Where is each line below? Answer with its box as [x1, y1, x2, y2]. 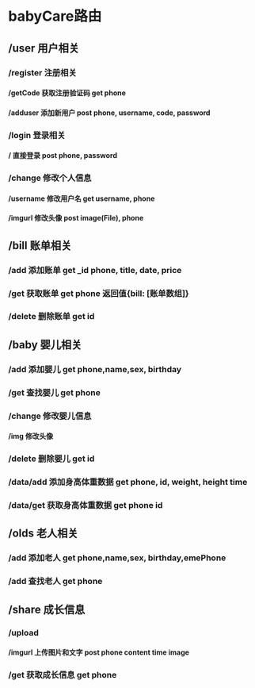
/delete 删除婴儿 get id [8, 453, 95, 464]
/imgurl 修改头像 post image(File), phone [8, 213, 144, 223]
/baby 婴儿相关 [8, 338, 82, 352]
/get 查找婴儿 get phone [8, 386, 101, 398]
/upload [8, 627, 40, 638]
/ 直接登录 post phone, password [8, 151, 117, 160]
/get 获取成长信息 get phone [8, 670, 117, 681]
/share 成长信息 [8, 602, 86, 616]
